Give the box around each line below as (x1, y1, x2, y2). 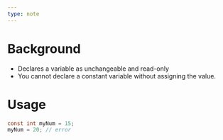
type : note (7, 10, 40, 18)
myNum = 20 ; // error (7, 127, 72, 134)
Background (7, 40, 81, 57)
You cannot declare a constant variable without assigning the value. (17, 71, 217, 80)
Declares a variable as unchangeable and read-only (17, 64, 169, 73)
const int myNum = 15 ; (7, 119, 75, 127)
